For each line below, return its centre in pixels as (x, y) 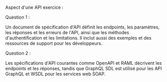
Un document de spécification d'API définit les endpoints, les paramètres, (82, 27)
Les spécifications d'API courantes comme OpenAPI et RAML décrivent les (83, 63)
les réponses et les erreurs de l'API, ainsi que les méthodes (67, 32)
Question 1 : (18, 17)
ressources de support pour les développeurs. (54, 43)
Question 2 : (18, 53)
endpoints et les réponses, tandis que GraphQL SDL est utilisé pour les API (83, 69)
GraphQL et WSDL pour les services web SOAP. (55, 74)
